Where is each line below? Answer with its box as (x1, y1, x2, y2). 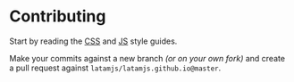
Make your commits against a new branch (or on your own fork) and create (9, 53, 286, 63)
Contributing (9, 6, 106, 27)
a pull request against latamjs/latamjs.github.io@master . (9, 62, 222, 73)
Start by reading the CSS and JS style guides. (9, 36, 178, 46)
